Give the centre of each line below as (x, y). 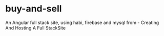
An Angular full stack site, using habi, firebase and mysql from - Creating (82, 22)
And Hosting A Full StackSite (35, 27)
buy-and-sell (34, 9)
